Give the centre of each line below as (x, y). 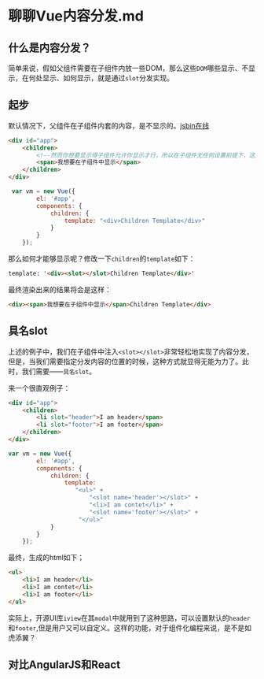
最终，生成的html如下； (46, 558)
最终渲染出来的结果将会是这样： (60, 289)
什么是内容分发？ (49, 48)
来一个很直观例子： (39, 388)
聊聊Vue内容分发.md (76, 16)
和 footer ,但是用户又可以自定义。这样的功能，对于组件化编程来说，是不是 (126, 628)
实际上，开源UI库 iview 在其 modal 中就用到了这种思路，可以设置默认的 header (129, 618)
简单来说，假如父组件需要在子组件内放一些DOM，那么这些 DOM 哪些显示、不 (128, 68)
